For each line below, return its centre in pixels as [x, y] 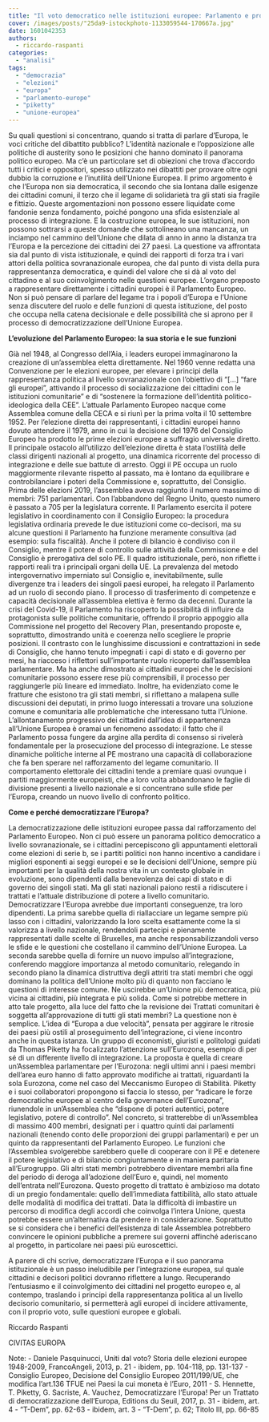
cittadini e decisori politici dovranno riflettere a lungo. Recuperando [119, 1278]
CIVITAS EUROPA [37, 1343]
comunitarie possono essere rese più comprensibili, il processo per [119, 677]
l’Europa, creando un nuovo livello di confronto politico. [99, 797]
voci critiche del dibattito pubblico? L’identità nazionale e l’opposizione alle [131, 144]
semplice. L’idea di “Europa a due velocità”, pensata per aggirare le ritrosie [131, 1024]
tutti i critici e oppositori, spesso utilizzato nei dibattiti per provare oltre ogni [133, 170]
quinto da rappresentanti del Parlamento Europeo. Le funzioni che [117, 1143]
